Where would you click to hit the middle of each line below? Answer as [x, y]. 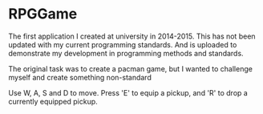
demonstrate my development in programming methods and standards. [126, 53]
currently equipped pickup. [53, 101]
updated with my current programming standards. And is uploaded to [123, 44]
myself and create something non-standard [80, 77]
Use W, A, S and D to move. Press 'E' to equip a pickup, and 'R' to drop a [128, 92]
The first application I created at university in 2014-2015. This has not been [132, 36]
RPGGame [43, 14]
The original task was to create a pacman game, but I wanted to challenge [130, 68]
